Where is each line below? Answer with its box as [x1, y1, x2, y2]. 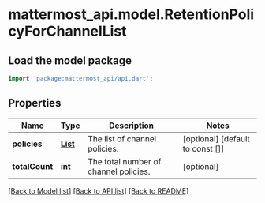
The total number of [88, 156, 162, 167]
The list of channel [88, 133, 157, 144]
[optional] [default [182, 133, 251, 144]
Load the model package [8, 54, 132, 67]
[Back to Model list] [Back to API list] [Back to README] [8, 186, 189, 195]
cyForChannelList [8, 22, 127, 40]
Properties [8, 96, 62, 110]
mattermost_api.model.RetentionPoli [8, 6, 255, 24]
